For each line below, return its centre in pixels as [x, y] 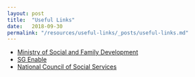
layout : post [26, 13]
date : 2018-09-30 [35, 26]
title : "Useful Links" [41, 20]
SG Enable [32, 60]
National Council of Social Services [67, 67]
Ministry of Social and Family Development [78, 52]
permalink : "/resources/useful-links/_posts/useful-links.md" [98, 33]
